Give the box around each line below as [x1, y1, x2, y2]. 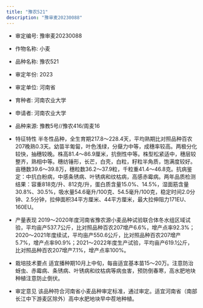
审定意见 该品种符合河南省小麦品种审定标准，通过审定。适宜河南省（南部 [15, 287, 198, 295]
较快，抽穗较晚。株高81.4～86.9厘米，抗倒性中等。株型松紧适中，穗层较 [15, 150, 196, 158]
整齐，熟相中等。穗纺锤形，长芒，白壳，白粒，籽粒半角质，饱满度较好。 [15, 158, 196, 165]
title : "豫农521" [6, 8, 48, 15]
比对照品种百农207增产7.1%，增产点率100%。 [15, 246, 130, 253]
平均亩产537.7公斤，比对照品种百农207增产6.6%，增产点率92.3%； [25, 224, 195, 231]
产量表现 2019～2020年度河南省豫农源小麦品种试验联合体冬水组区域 [15, 216, 186, 223]
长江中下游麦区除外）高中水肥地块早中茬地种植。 [15, 295, 138, 302]
